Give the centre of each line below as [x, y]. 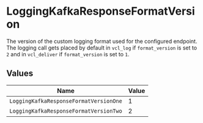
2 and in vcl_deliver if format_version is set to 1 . [68, 54]
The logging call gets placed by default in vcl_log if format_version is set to [102, 48]
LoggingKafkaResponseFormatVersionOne [66, 101]
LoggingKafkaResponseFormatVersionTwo [66, 111]
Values [20, 74]
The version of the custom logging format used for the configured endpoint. [102, 41]
